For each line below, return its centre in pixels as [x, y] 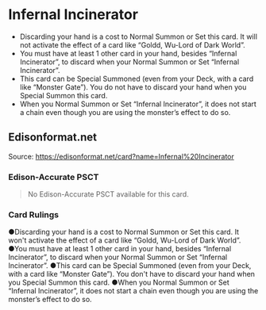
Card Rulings [34, 214]
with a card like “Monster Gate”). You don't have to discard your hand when [132, 274]
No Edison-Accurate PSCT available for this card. [108, 194]
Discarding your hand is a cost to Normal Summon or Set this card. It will [139, 36]
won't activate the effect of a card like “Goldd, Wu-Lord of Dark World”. [125, 240]
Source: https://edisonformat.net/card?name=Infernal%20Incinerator [121, 156]
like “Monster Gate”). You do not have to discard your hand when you [133, 87]
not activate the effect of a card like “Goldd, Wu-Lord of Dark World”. [132, 44]
